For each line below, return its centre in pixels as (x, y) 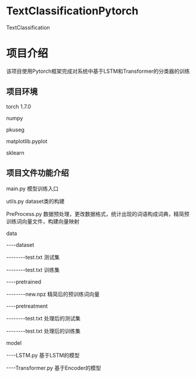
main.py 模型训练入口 (32, 188)
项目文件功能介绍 (38, 173)
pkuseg (15, 129)
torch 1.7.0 (19, 106)
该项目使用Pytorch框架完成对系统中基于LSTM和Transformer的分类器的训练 (98, 71)
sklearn (15, 153)
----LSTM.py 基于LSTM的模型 (43, 355)
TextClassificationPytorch (72, 11)
